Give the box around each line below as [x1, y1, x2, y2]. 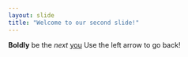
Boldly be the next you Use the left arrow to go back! [8, 40, 181, 49]
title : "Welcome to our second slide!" [8, 19, 140, 27]
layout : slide [8, 11, 55, 20]
